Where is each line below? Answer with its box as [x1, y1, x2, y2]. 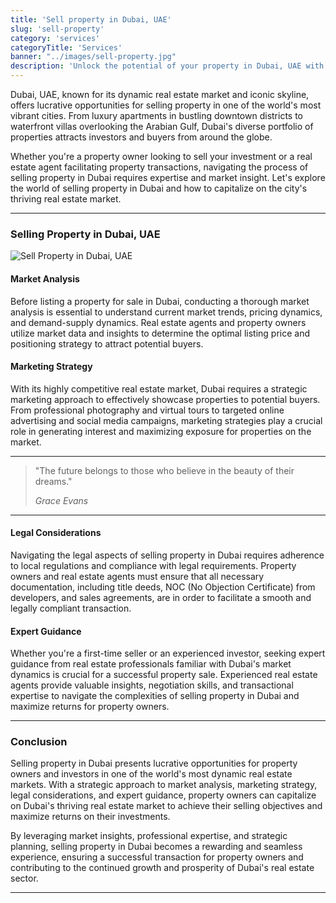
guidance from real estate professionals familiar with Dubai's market [10, 658, 292, 670]
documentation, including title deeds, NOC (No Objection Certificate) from [10, 581, 316, 593]
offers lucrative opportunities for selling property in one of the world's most [10, 99, 322, 111]
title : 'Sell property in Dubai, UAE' [10, 14, 172, 25]
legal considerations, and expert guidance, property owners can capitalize [10, 789, 317, 801]
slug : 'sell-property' [10, 24, 105, 34]
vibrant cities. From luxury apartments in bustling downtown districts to [10, 110, 304, 121]
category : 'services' [10, 33, 101, 43]
